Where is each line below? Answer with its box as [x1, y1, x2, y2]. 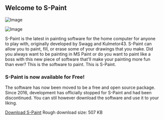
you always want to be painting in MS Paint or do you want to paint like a [5, 51, 151, 57]
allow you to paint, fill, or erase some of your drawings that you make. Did [5, 46, 153, 51]
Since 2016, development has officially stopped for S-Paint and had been [5, 90, 152, 96]
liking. [5, 100, 17, 106]
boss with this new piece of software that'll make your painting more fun [5, 56, 150, 62]
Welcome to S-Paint [5, 4, 67, 12]
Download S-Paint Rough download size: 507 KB [5, 109, 103, 116]
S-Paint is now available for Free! [5, 73, 85, 80]
